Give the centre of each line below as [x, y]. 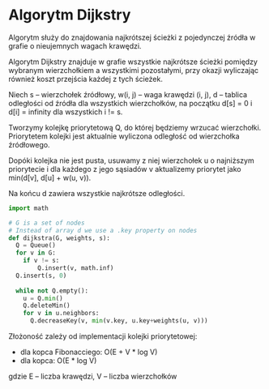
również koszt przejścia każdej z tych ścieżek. [86, 79]
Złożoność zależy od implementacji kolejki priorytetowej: [103, 336]
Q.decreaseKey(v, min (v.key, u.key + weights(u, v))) [119, 321]
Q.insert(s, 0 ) [41, 276]
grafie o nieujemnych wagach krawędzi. [75, 45]
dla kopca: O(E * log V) [58, 361]
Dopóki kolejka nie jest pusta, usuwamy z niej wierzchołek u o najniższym [131, 160]
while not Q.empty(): [52, 291]
